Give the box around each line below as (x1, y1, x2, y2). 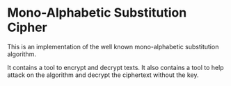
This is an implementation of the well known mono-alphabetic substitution (7, 42, 219, 51)
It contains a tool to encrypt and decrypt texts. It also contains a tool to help (7, 63, 224, 71)
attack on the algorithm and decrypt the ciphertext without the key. (7, 71, 200, 79)
